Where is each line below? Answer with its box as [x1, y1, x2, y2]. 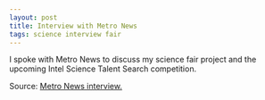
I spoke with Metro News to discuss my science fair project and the [9, 54, 257, 65]
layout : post [9, 12, 58, 22]
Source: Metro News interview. [9, 81, 123, 92]
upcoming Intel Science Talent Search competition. [9, 63, 197, 74]
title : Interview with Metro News [9, 21, 138, 30]
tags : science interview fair [9, 29, 122, 38]
